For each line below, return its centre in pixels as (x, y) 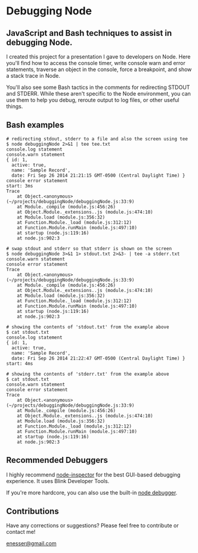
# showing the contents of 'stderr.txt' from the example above (88, 374)
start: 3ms (20, 186)
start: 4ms (20, 363)
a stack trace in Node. (33, 76)
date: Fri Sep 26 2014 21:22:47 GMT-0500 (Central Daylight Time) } (98, 358)
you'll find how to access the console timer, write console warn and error (96, 63)
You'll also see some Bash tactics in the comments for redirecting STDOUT (98, 87)
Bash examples (35, 125)
